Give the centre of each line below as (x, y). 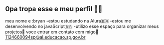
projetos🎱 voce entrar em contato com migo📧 (52, 32)
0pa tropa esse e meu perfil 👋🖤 (54, 9)
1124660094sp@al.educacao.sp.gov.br (45, 37)
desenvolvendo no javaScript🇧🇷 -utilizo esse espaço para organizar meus (82, 26)
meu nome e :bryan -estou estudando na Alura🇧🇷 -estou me (68, 21)
